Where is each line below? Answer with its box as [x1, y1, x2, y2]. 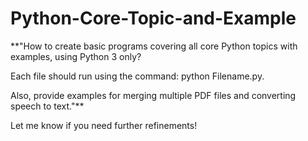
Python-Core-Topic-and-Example [10, 7, 297, 30]
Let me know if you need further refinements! [10, 119, 198, 131]
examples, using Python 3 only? [10, 50, 142, 62]
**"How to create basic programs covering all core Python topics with [10, 40, 298, 52]
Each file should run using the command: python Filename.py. [10, 70, 265, 82]
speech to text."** [10, 100, 85, 112]
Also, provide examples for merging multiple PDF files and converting [10, 89, 297, 101]
